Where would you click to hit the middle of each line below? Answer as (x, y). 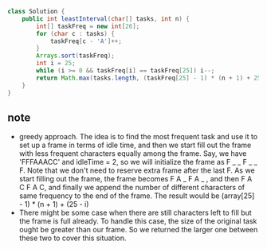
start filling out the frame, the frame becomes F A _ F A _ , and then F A (135, 179)
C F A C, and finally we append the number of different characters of (132, 188)
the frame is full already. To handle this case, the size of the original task (138, 221)
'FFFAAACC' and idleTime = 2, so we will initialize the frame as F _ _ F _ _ (138, 162)
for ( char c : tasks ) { (75, 33)
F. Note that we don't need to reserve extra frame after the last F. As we (137, 170)
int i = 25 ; (56, 64)
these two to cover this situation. (73, 238)
